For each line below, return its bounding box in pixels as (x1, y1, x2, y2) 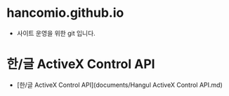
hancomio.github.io (6, 5, 124, 21)
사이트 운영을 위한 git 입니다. (16, 29, 96, 37)
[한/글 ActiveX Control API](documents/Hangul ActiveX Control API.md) (16, 81, 223, 89)
